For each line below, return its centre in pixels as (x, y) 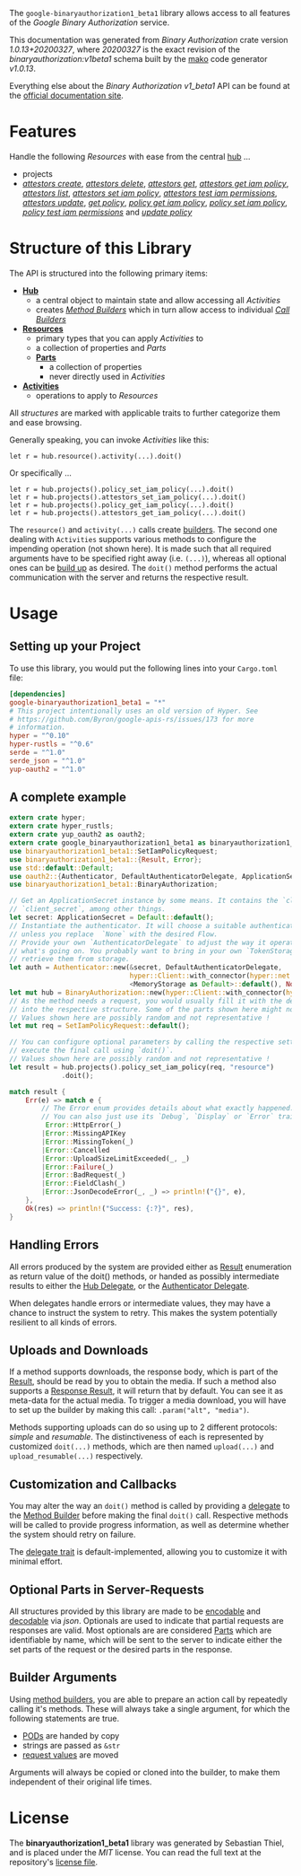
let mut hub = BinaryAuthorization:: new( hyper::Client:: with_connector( (148, 992)
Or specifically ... (40, 473)
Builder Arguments (63, 1678)
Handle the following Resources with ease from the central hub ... (130, 156)
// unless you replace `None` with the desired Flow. (114, 934)
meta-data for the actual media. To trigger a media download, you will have (148, 1400)
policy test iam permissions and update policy (107, 212)
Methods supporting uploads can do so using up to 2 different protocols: (143, 1427)
